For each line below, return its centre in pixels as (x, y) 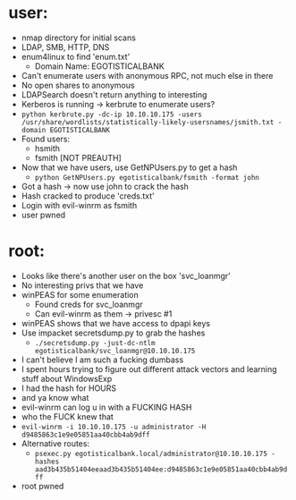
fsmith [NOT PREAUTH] (78, 157)
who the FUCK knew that (67, 416)
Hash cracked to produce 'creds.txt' (88, 196)
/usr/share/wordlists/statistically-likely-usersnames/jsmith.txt (148, 122)
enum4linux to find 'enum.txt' (76, 56)
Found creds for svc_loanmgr (89, 304)
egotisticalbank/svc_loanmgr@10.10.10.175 (115, 351)
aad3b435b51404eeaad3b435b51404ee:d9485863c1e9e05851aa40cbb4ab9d (161, 469)
